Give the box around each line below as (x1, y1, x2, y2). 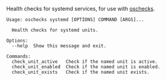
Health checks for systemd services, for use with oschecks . (6, 5, 155, 12)
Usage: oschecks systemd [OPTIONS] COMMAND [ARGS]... (6, 17, 145, 23)
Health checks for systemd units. (11, 27, 98, 33)
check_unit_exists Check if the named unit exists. (11, 69, 150, 75)
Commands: (6, 53, 31, 59)
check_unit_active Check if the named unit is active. (11, 59, 158, 65)
